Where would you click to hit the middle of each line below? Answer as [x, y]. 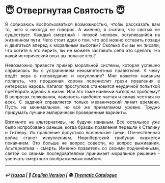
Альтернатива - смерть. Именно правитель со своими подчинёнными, [82, 148]
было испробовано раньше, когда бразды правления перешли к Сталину [82, 127]
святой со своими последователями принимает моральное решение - [82, 153]
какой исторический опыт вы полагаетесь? [51, 55]
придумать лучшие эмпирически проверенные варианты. [66, 112]
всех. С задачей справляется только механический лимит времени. [82, 102]
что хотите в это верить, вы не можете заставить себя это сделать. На [82, 50]
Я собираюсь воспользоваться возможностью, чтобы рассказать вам [82, 24]
